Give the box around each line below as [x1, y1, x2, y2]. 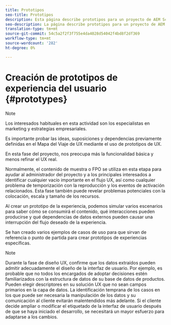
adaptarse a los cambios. [5, 314, 59, 320]
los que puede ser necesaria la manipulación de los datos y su [5, 292, 136, 298]
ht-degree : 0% [5, 45, 36, 50]
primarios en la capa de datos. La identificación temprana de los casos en [5, 286, 160, 293]
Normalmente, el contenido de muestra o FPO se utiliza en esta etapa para [5, 166, 162, 172]
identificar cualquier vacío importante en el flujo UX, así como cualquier [5, 177, 156, 183]
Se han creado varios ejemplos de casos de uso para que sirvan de [5, 229, 147, 235]
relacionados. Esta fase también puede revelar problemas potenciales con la [5, 187, 165, 194]
